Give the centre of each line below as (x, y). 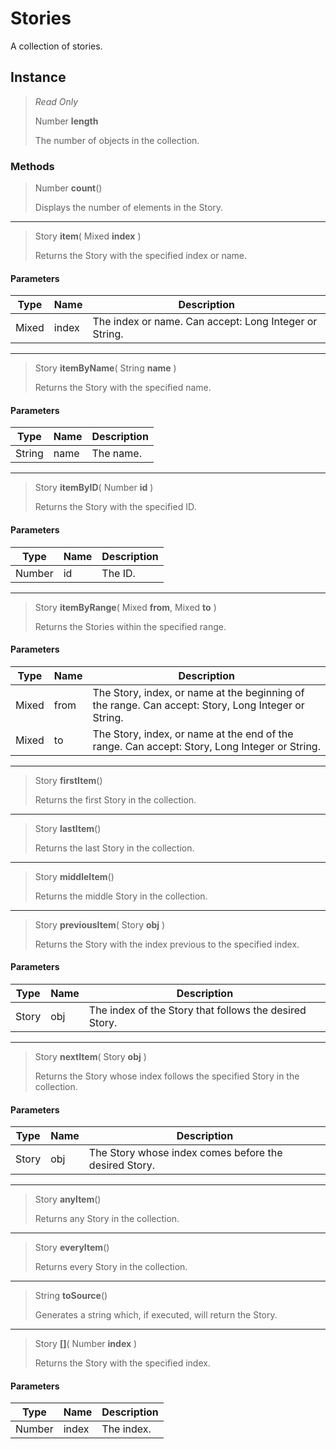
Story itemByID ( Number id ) (94, 488)
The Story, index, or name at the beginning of (198, 692)
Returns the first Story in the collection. (115, 799)
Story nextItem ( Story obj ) (90, 1057)
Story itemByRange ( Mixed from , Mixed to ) (125, 607)
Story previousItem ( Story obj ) (100, 924)
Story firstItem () (68, 780)
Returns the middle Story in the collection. (121, 896)
